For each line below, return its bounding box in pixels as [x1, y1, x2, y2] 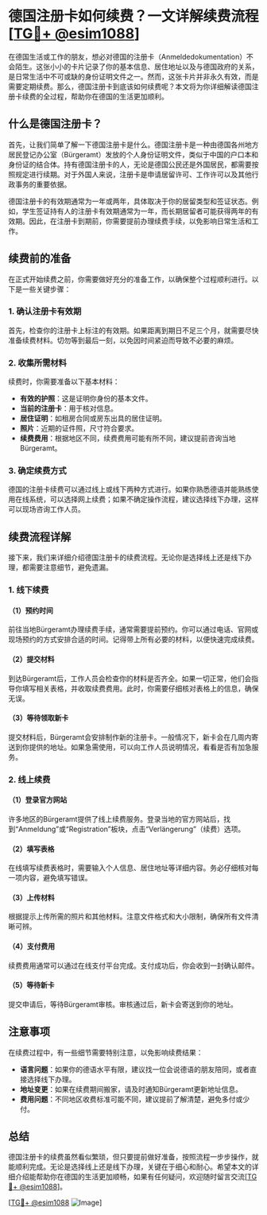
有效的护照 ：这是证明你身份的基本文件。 [19, 394, 153, 404]
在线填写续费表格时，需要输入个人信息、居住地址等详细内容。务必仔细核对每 [8, 863, 259, 873]
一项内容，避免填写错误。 [8, 873, 92, 883]
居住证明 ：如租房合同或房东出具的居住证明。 [19, 414, 167, 424]
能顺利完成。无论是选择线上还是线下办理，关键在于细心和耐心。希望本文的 [8, 1162, 252, 1172]
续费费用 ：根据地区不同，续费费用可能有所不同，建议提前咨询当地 [19, 434, 236, 443]
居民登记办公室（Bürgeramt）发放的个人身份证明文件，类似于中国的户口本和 [8, 149, 259, 159]
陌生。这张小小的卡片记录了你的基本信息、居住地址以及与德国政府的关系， [14, 61, 259, 72]
